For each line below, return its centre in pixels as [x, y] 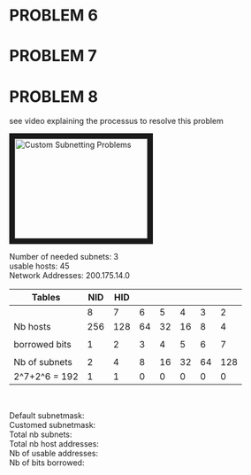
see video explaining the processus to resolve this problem [116, 121]
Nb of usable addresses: [54, 454]
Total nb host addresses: [54, 444]
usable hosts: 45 [39, 266]
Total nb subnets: [41, 434]
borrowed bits [43, 345]
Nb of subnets [43, 362]
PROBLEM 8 [54, 96]
